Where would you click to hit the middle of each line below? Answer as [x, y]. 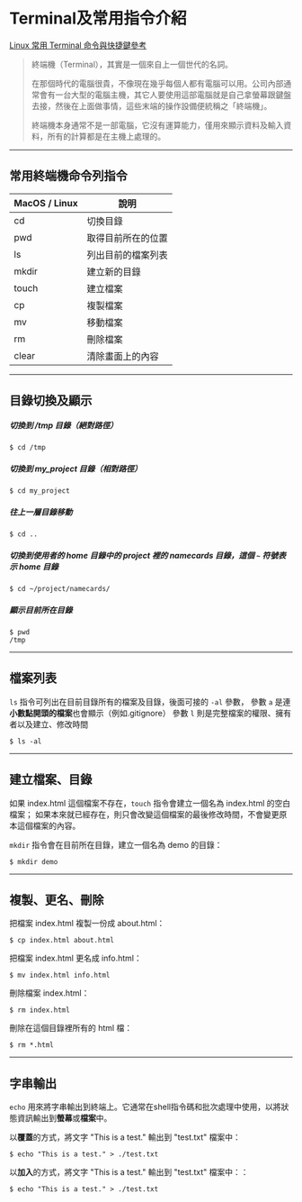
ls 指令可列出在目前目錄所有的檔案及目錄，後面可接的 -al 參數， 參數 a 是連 [150, 701]
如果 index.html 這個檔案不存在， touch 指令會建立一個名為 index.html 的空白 [150, 803]
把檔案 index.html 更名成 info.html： [75, 958]
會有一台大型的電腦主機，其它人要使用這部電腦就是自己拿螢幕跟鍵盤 [165, 95]
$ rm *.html [31, 1045]
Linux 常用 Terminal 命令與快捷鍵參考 [78, 45]
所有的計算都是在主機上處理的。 [107, 136]
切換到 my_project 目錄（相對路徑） [75, 469]
